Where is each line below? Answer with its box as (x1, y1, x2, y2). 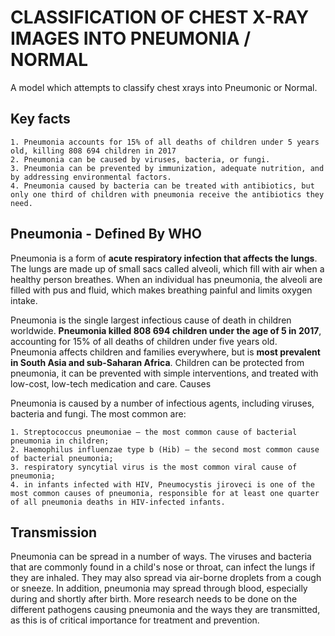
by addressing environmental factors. (10, 172, 172, 182)
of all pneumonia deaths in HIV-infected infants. (10, 497, 226, 507)
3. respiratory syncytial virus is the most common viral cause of (10, 462, 298, 472)
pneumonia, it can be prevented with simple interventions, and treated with (10, 367, 319, 379)
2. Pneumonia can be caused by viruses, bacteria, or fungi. (10, 154, 271, 165)
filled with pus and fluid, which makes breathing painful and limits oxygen (10, 284, 313, 296)
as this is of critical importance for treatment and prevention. (10, 614, 260, 626)
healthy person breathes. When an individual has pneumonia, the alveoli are (10, 273, 323, 285)
